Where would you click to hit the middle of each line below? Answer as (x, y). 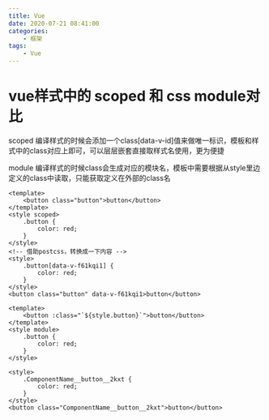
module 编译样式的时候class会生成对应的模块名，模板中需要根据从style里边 (134, 168)
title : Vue (27, 16)
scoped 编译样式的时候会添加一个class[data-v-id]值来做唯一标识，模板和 (130, 140)
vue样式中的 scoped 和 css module (127, 96)
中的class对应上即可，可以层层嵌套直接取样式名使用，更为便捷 (120, 150)
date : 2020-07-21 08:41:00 (54, 24)
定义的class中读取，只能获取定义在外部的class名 (90, 178)
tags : (17, 46)
